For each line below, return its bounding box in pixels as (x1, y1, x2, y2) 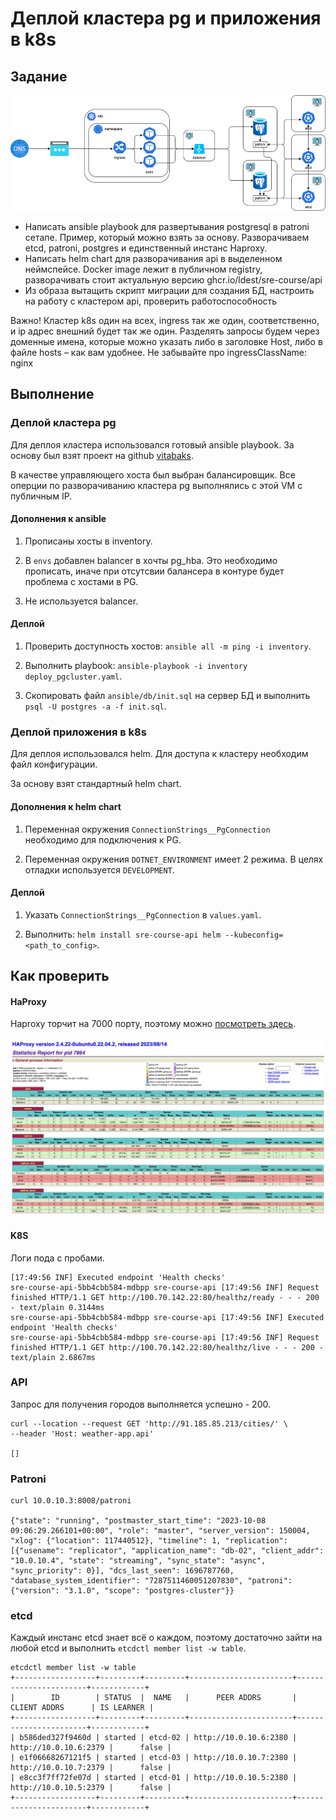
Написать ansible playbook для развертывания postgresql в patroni (24, 220, 310, 232)
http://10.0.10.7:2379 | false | (10, 1763, 172, 1773)
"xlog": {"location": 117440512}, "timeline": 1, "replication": (10, 1536, 288, 1546)
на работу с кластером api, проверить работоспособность (24, 295, 278, 307)
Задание (10, 68, 68, 85)
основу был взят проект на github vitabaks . (10, 449, 194, 461)
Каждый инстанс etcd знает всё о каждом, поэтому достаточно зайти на (10, 1632, 323, 1644)
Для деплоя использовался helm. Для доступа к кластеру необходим (10, 748, 309, 760)
